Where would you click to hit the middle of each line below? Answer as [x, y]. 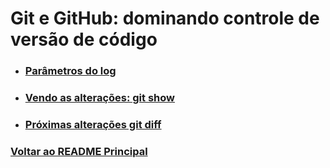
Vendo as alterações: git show [99, 98]
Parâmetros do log [70, 71]
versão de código [84, 39]
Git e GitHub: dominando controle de [165, 18]
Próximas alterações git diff [93, 124]
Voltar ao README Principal [79, 151]
